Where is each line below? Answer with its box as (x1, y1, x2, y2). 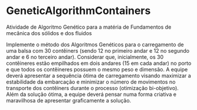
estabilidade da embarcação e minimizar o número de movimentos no (6, 78, 176, 85)
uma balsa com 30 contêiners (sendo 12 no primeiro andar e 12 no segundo (6, 47, 190, 54)
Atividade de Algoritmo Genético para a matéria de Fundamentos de (6, 23, 172, 30)
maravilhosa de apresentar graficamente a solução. (6, 97, 132, 104)
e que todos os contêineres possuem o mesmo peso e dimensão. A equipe (6, 66, 188, 73)
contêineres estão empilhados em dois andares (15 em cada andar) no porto (6, 60, 192, 67)
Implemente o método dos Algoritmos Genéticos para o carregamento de (6, 41, 184, 48)
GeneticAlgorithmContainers (6, 4, 151, 18)
